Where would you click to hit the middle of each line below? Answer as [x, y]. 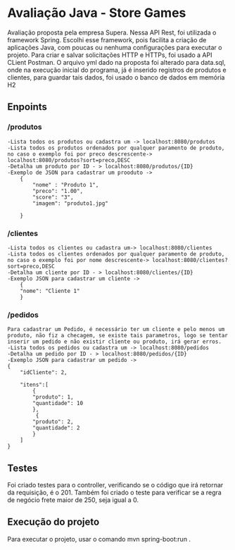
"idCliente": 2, [44, 373]
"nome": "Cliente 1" [50, 291]
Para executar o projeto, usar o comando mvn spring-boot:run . [99, 539]
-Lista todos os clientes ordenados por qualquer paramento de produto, [116, 254]
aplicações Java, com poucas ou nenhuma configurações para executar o [115, 47]
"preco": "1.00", [58, 191]
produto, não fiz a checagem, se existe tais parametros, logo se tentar [118, 336]
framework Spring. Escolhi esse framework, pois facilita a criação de [107, 39]
